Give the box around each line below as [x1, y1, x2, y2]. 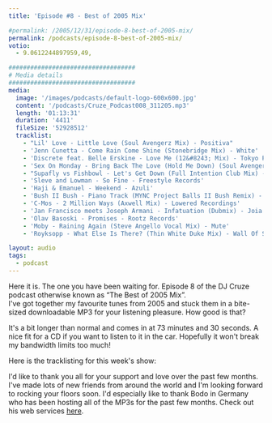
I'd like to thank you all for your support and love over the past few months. [8, 371, 259, 381]
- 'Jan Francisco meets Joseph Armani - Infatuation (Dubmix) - [23, 207, 244, 215]
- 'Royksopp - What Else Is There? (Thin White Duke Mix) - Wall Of [23, 229, 259, 237]
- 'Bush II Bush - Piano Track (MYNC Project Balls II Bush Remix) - [23, 192, 263, 200]
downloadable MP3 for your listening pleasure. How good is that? [28, 307, 246, 317]
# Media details [8, 71, 63, 79]
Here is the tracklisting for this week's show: [8, 356, 156, 365]
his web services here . [8, 406, 84, 416]
